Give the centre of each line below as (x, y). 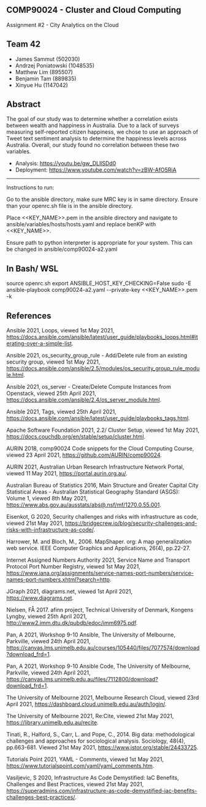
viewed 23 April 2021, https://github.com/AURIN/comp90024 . (84, 455)
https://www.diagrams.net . (40, 598)
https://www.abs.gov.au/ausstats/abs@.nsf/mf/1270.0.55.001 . (84, 505)
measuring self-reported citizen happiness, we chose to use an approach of (102, 132)
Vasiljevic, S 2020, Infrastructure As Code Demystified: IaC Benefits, (93, 778)
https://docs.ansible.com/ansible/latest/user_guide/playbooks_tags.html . (98, 418)
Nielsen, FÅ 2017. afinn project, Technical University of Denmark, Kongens (100, 610)
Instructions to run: (30, 188)
